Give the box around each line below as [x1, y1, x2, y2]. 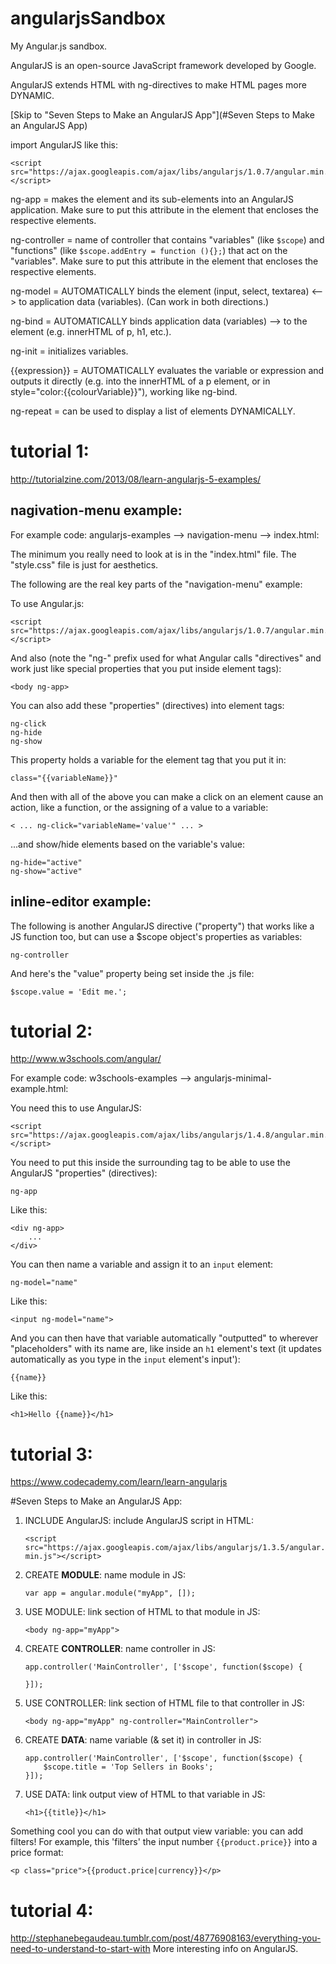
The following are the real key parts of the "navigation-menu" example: [10, 578, 303, 590]
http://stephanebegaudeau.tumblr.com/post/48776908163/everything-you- [10, 1932, 322, 1944]
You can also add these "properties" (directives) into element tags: [10, 699, 285, 711]
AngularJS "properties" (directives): [10, 1167, 158, 1179]
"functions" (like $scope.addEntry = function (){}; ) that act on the [10, 244, 288, 256]
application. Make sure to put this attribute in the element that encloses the [10, 203, 319, 216]
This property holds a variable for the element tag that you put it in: [10, 753, 287, 766]
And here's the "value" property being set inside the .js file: [10, 967, 255, 979]
